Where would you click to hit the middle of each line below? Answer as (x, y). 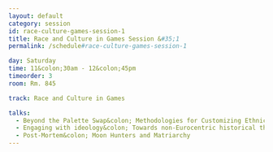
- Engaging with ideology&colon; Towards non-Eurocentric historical (136, 128)
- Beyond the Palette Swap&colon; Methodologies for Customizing (129, 120)
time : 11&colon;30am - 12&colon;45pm (72, 69)
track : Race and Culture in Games (67, 98)
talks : (19, 113)
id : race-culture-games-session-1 (67, 31)
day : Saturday (32, 61)
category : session (39, 24)
